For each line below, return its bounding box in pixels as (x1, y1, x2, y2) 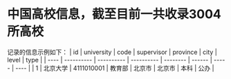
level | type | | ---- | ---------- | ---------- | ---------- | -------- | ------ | (7, 55, 212, 64)
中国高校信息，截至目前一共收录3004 (7, 6, 221, 22)
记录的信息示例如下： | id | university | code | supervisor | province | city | (7, 48, 218, 56)
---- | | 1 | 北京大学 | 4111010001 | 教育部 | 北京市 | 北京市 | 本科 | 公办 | (15, 64, 214, 72)
